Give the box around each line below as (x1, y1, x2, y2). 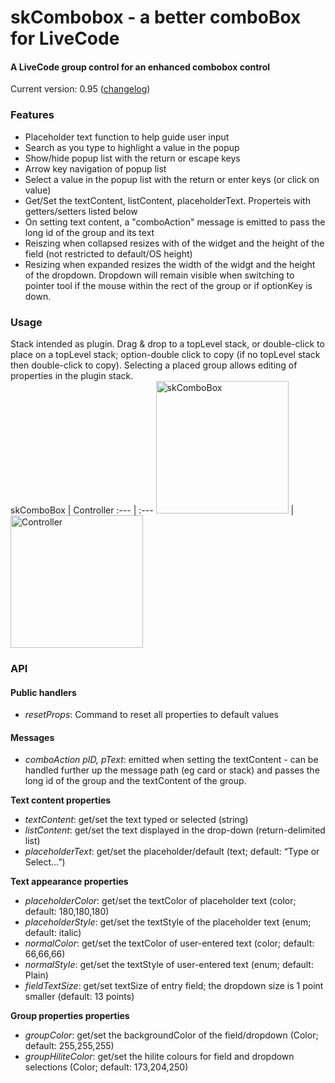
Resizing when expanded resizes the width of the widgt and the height (24, 258, 316, 270)
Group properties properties (10, 1010, 130, 1022)
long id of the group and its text (24, 226, 155, 238)
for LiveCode (10, 27, 120, 50)
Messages (10, 731, 55, 743)
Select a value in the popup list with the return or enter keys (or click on (24, 173, 320, 185)
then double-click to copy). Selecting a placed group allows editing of (10, 359, 298, 371)
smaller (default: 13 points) (24, 991, 135, 1003)
